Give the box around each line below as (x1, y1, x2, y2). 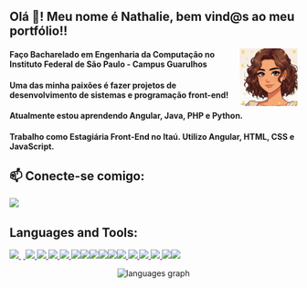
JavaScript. (9, 141, 55, 152)
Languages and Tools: (9, 225, 139, 240)
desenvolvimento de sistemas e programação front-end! (9, 89, 229, 101)
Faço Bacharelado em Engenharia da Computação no (9, 48, 216, 59)
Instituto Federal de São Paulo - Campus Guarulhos (9, 59, 207, 69)
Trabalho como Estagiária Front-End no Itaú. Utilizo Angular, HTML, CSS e (9, 131, 295, 142)
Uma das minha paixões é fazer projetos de (9, 80, 176, 91)
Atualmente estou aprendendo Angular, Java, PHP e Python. (9, 111, 244, 122)
